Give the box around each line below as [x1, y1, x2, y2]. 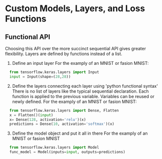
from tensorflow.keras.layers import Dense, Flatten [9, 108, 119, 113]
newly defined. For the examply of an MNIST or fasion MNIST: [12, 99, 137, 104]
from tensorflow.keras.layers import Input [9, 70, 99, 75]
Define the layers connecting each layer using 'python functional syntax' [12, 83, 158, 89]
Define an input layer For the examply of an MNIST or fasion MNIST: [12, 60, 149, 66]
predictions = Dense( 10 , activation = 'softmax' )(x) [9, 121, 115, 127]
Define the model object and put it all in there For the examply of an [12, 130, 148, 137]
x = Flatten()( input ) [9, 113, 54, 118]
